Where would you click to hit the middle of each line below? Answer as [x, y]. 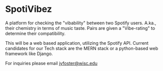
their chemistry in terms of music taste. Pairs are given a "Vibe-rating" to [80, 28]
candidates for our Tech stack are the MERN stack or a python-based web [82, 48]
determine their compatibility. [35, 33]
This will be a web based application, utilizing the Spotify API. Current [77, 43]
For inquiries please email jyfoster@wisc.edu [51, 63]
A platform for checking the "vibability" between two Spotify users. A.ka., [81, 23]
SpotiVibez [29, 9]
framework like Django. [29, 54]
